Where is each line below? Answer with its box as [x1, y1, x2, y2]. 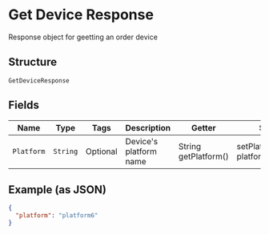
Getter [191, 122, 216, 133]
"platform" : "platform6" [15, 212, 98, 220]
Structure [8, 55, 58, 69]
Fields [8, 99, 40, 112]
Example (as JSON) [8, 183, 106, 196]
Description [125, 122, 171, 133]
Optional [85, 146, 118, 157]
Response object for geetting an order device [8, 32, 159, 42]
